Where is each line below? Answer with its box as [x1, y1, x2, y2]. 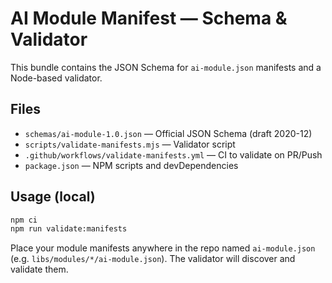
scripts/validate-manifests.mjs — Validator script [24, 138, 236, 150]
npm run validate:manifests [10, 224, 128, 234]
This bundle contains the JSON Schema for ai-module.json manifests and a [10, 61, 322, 73]
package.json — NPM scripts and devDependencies [24, 159, 239, 171]
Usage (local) [10, 188, 96, 206]
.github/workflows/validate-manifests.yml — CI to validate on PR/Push [24, 148, 323, 161]
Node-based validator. [10, 72, 103, 84]
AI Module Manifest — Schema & [10, 7, 288, 30]
